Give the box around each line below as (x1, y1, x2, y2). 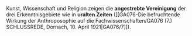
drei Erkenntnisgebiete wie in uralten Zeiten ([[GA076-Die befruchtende (6, 11, 180, 18)
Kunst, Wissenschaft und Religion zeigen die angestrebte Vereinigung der (6, 5, 186, 12)
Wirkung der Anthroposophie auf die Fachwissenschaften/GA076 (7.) (6, 17, 173, 24)
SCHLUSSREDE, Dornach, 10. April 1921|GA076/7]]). (6, 23, 132, 30)
